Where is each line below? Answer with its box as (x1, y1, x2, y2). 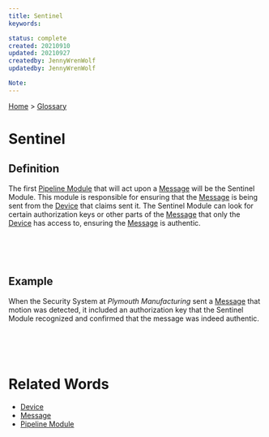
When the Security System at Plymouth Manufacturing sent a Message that (8, 296, 261, 305)
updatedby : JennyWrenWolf (8, 64, 96, 73)
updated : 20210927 (8, 50, 70, 58)
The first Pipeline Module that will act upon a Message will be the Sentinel (8, 184, 255, 193)
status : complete (8, 34, 67, 42)
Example (8, 275, 53, 288)
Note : (8, 79, 27, 87)
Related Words (8, 374, 109, 393)
